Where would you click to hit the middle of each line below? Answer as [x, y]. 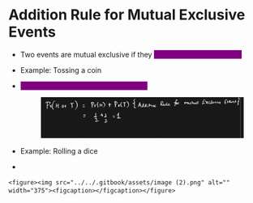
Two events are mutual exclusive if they [86, 54]
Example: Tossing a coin [61, 70]
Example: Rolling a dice [59, 150]
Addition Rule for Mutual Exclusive [127, 15]
